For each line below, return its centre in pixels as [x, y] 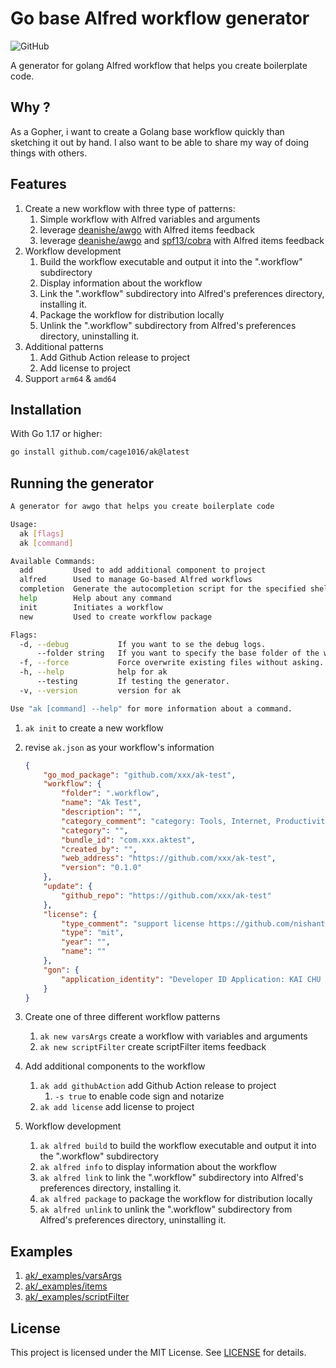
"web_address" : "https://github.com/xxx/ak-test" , [169, 858]
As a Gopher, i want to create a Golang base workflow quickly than [147, 131]
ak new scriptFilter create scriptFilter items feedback [153, 1047]
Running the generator [82, 483]
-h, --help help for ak [93, 672]
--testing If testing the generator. [133, 682]
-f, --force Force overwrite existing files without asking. [172, 663]
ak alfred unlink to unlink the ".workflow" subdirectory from [166, 1209]
